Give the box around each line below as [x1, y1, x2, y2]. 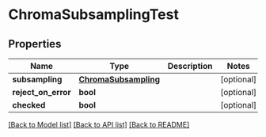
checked [12, 100, 46, 110]
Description [167, 61, 213, 71]
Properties [8, 37, 62, 51]
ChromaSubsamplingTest [8, 6, 180, 24]
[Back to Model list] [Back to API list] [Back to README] [8, 120, 190, 129]
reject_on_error [12, 87, 71, 97]
